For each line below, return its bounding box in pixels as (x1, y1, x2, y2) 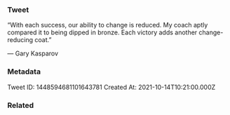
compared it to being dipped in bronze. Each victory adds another (7, 28, 198, 36)
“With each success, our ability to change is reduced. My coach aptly (7, 21, 208, 29)
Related (7, 100, 34, 110)
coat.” (34, 36, 52, 44)
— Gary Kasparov (7, 49, 58, 57)
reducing (7, 36, 34, 44)
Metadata (7, 67, 41, 76)
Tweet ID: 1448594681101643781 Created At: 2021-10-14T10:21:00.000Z (7, 83, 216, 91)
